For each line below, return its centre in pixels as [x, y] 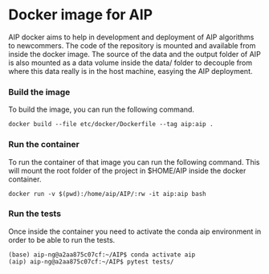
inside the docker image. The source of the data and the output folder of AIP [134, 54]
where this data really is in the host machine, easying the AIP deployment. [130, 71]
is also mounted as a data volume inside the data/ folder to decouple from [130, 63]
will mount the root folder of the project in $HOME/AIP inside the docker [127, 170]
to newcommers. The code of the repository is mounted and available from [132, 45]
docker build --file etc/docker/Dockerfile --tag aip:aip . [111, 125]
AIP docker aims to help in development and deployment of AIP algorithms [131, 37]
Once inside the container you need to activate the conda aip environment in [135, 231]
